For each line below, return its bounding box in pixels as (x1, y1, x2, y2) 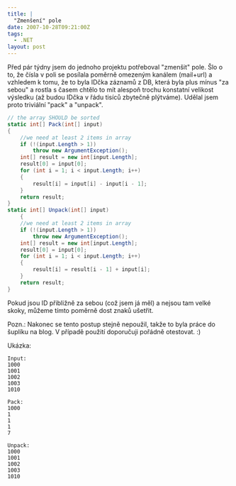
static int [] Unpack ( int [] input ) (7, 206, 110, 214)
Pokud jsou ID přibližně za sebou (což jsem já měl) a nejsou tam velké (7, 299, 211, 307)
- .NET (13, 37, 33, 44)
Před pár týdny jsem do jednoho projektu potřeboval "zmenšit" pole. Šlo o (7, 63, 223, 71)
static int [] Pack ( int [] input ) (7, 121, 103, 128)
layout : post (7, 43, 46, 50)
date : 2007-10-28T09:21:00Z (7, 23, 91, 31)
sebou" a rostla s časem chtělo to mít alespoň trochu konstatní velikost (7, 86, 214, 94)
